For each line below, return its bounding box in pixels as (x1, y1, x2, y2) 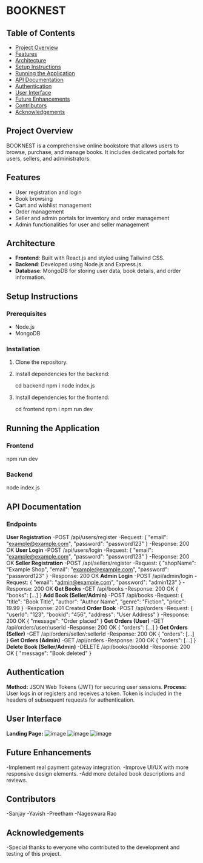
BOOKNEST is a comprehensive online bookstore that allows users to (6, 142, 179, 149)
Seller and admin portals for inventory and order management (15, 214, 170, 221)
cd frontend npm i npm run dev (15, 406, 93, 413)
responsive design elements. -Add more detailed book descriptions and (6, 770, 185, 777)
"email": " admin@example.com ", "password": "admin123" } (33, 579, 182, 586)
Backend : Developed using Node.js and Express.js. (15, 261, 144, 268)
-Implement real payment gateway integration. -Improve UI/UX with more (6, 764, 189, 771)
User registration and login (15, 189, 82, 196)
